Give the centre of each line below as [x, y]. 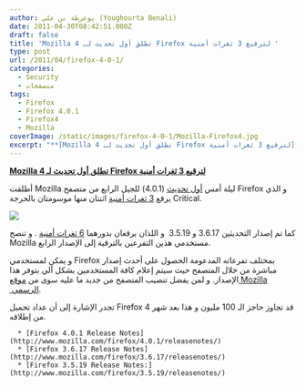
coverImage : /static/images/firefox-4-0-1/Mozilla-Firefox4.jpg [134, 137]
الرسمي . [26, 289]
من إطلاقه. [28, 316]
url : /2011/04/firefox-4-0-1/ [67, 60]
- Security [38, 77]
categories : [32, 69]
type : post [30, 52]
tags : [20, 94]
